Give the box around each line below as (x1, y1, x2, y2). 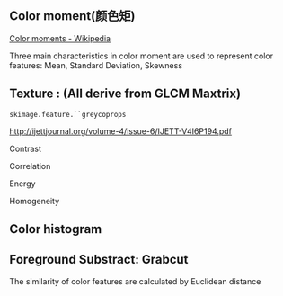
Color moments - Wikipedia (9, 32, 111, 43)
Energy (9, 178, 36, 189)
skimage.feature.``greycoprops (9, 110, 127, 119)
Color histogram (9, 221, 102, 237)
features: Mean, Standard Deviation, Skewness (9, 59, 182, 70)
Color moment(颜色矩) (9, 8, 136, 24)
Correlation (9, 160, 51, 171)
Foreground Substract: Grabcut (9, 252, 189, 267)
